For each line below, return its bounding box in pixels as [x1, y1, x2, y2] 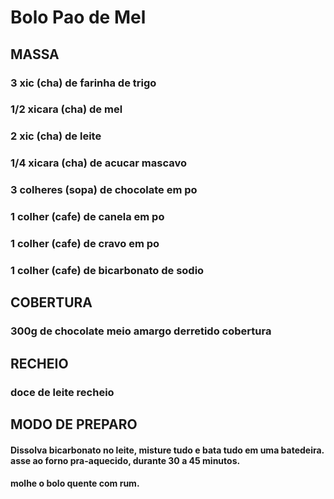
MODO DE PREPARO [10, 416, 138, 433]
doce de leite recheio [10, 385, 115, 399]
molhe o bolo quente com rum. [10, 477, 140, 490]
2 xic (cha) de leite [10, 129, 102, 143]
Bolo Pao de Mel [10, 6, 147, 29]
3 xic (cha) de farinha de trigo [10, 76, 157, 90]
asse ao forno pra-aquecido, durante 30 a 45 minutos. [10, 454, 241, 466]
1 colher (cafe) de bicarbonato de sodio [10, 263, 205, 277]
